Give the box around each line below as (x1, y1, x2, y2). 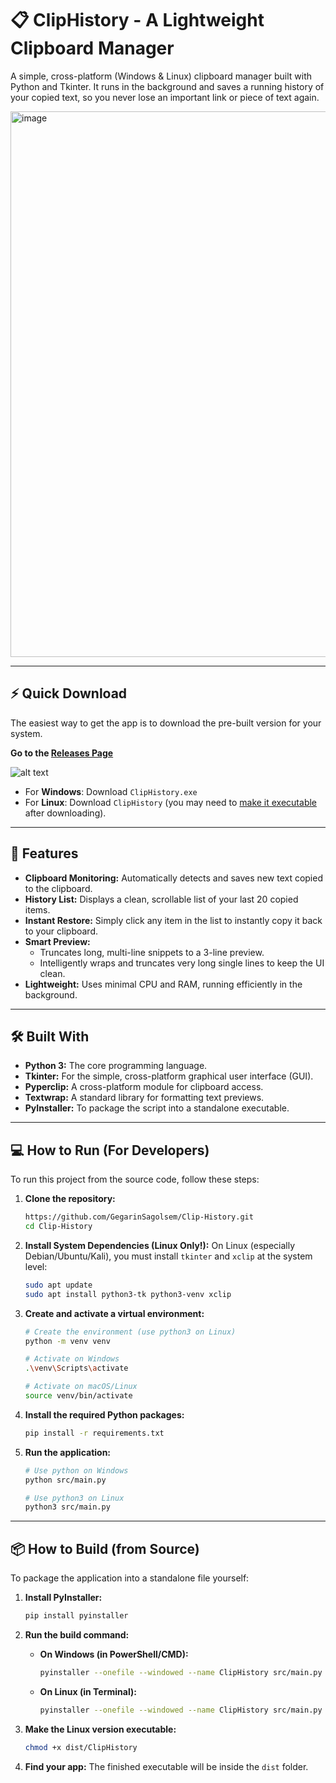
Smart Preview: (24, 935, 91, 947)
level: (24, 1260, 48, 1272)
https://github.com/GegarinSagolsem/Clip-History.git (24, 1212, 254, 1222)
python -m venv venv (24, 1336, 111, 1346)
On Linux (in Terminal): (39, 1685, 137, 1697)
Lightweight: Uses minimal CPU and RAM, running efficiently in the (24, 978, 303, 990)
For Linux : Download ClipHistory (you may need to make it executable (24, 796, 318, 808)
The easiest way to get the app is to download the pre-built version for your (10, 717, 322, 729)
